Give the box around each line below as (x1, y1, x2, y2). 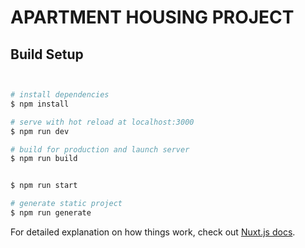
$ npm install (10, 99, 70, 109)
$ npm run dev (10, 126, 70, 136)
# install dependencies (10, 90, 110, 100)
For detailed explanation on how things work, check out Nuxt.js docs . (10, 226, 296, 238)
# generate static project (10, 199, 123, 209)
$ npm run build (10, 154, 78, 164)
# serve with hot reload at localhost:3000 (10, 117, 195, 127)
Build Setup (10, 46, 84, 63)
